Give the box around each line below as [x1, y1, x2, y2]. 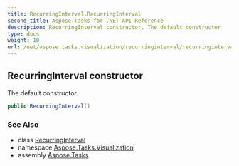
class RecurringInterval [17, 135, 86, 144]
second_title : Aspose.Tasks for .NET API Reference [7, 17, 164, 24]
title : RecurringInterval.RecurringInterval [7, 10, 142, 18]
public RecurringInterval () [7, 103, 91, 110]
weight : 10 [7, 37, 40, 44]
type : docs [7, 30, 40, 38]
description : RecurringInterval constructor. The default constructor [7, 24, 221, 31]
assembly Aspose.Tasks [17, 150, 89, 159]
